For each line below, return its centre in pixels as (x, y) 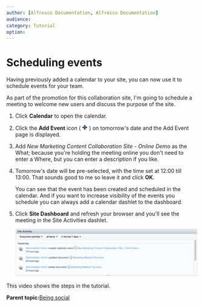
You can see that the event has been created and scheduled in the (98, 189)
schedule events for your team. (45, 86)
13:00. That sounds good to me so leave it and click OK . (85, 177)
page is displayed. (38, 135)
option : (16, 32)
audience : (19, 19)
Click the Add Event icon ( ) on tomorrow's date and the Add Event (102, 128)
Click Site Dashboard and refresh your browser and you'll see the (97, 214)
